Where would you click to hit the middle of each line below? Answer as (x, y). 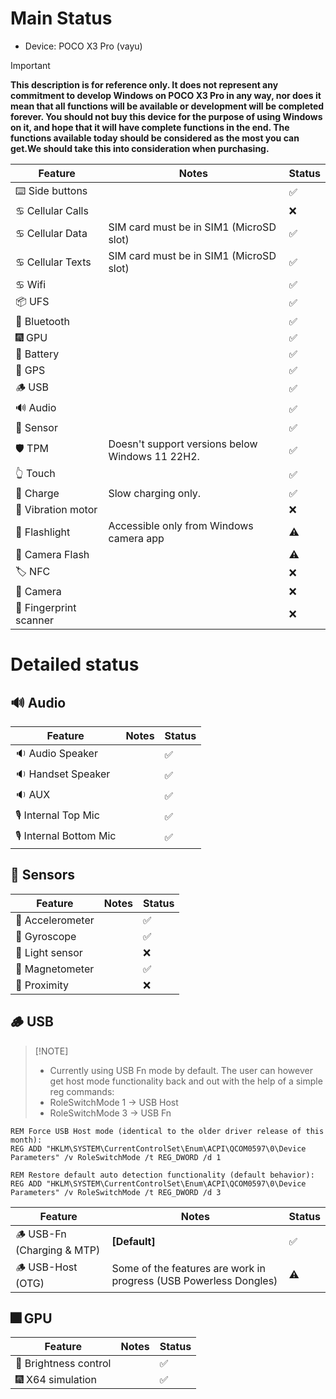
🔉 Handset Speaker (63, 774)
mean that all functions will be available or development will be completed (167, 106)
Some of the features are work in (188, 1269)
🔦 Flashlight (43, 532)
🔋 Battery (37, 354)
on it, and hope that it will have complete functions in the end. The (150, 127)
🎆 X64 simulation (56, 1380)
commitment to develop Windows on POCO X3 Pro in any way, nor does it (166, 95)
